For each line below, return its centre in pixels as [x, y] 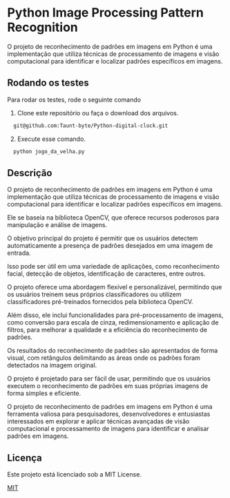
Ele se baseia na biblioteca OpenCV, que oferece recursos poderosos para [113, 218]
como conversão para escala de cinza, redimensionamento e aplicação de [113, 323]
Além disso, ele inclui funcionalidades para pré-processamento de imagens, [115, 315]
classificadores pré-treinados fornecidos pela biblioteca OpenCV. [100, 302]
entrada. [19, 253]
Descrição [30, 173]
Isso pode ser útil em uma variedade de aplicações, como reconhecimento [113, 267]
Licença [25, 458]
